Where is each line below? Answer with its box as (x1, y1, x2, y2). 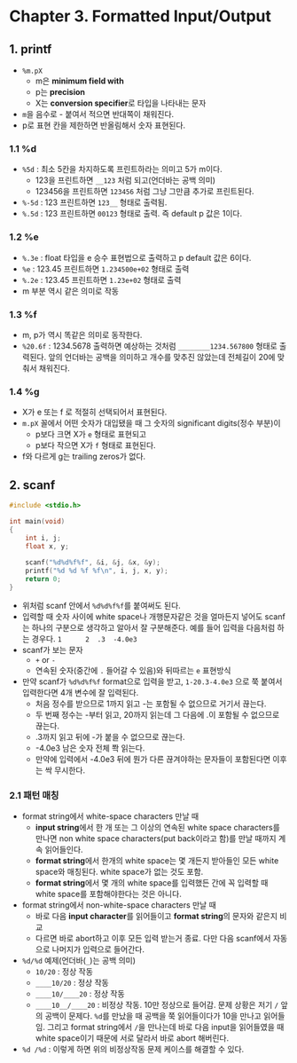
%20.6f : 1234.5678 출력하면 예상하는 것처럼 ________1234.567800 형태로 (21, 340, 277, 351)
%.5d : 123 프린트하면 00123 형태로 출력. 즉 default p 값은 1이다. (21, 209, 243, 219)
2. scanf (9, 477, 56, 492)
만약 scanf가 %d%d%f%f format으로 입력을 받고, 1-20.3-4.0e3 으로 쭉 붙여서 (21, 676, 283, 687)
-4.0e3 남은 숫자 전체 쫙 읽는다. (35, 743, 145, 753)
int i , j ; (25, 533, 62, 542)
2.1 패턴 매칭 (9, 789, 59, 801)
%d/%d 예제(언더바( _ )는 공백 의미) (21, 956, 136, 966)
